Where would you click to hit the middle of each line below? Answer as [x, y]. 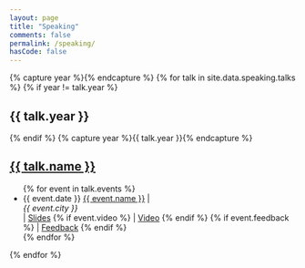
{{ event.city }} [51, 208]
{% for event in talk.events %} [79, 189]
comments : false [40, 35]
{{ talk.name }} [53, 166]
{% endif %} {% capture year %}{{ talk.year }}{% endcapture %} [131, 138]
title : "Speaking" [44, 26]
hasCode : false [38, 52]
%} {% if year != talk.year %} [64, 88]
